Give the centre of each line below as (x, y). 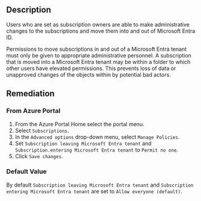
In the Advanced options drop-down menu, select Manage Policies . (97, 137)
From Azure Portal (33, 111)
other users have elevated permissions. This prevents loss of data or (91, 68)
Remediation (31, 94)
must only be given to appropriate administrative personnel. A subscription (99, 55)
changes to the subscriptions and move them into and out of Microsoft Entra (101, 31)
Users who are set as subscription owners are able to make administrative (98, 24)
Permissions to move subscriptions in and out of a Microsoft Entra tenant (97, 49)
